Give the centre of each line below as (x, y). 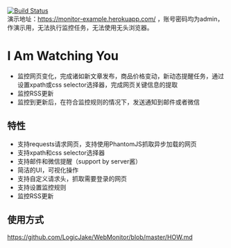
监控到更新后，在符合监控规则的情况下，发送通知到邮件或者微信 (108, 102)
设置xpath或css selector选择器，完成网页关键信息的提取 (97, 85)
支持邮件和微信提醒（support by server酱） (79, 161)
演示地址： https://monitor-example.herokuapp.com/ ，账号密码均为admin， (115, 19)
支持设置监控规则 (42, 187)
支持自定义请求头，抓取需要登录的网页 (72, 178)
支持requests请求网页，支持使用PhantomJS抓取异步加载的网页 (107, 144)
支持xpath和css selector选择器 (61, 152)
